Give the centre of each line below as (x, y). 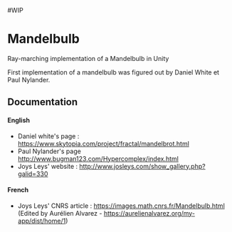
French (18, 190)
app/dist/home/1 (42, 221)
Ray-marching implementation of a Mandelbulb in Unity (88, 58)
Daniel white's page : (48, 136)
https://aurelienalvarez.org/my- (149, 213)
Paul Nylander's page (49, 151)
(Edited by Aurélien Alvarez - (60, 213)
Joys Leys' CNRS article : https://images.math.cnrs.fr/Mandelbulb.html (121, 206)
